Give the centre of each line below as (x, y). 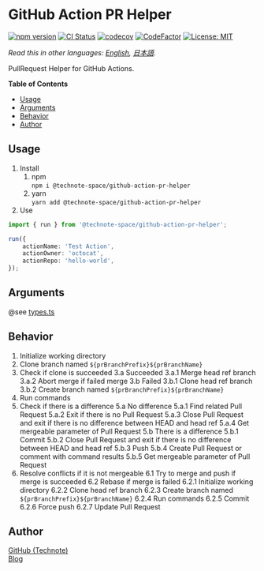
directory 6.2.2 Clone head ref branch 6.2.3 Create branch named (126, 490)
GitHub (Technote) (38, 550)
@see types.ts (32, 312)
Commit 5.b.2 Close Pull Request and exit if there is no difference (125, 439)
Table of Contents (38, 84)
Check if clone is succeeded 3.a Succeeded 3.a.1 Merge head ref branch (138, 372)
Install (29, 168)
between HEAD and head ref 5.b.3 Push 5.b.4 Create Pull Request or (131, 448)
